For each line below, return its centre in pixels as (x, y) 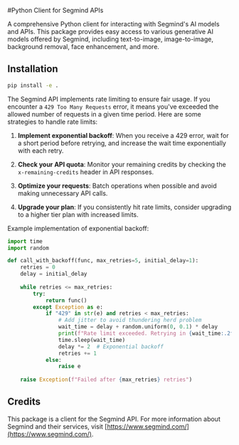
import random (28, 248)
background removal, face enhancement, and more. (84, 47)
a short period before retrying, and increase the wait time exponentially (122, 143)
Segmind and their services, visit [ (57, 427)
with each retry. (41, 150)
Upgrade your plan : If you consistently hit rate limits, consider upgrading (124, 207)
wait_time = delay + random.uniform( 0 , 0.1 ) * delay (138, 327)
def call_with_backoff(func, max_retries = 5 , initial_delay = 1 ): (103, 261)
